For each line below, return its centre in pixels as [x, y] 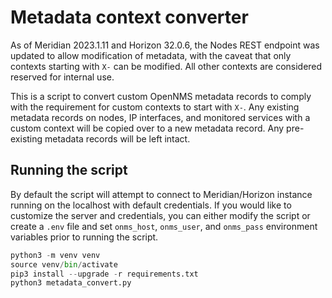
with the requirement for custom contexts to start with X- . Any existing [155, 107]
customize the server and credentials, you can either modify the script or [160, 215]
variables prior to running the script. [84, 237]
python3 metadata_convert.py [71, 283]
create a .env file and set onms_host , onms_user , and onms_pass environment [164, 226]
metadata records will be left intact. [117, 138]
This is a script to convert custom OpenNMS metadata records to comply [161, 96]
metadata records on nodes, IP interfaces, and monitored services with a [160, 117]
